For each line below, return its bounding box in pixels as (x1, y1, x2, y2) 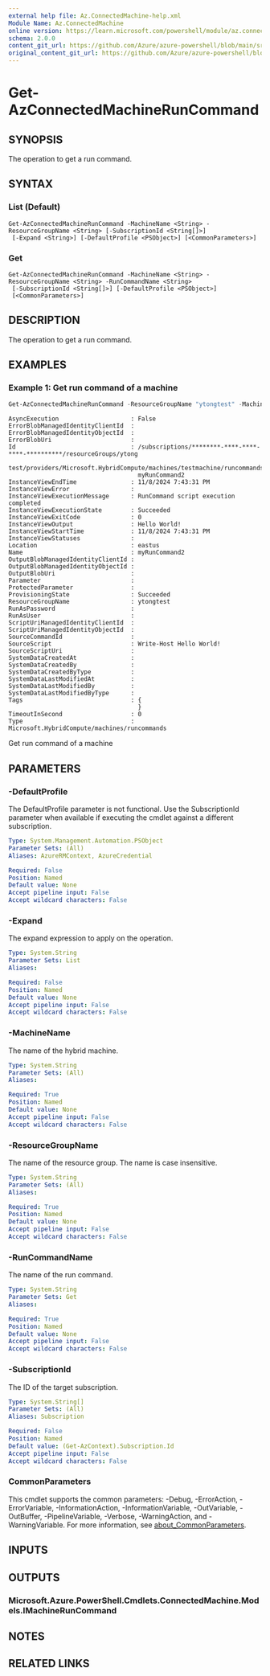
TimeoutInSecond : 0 (8, 711, 142, 719)
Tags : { (8, 696, 142, 704)
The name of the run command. (8, 1270, 113, 1280)
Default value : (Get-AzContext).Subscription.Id (8, 1442, 174, 1450)
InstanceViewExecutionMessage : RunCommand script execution (8, 492, 235, 501)
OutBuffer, (8, 1511, 43, 1521)
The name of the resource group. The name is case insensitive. (8, 1158, 218, 1167)
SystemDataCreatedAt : (8, 654, 135, 662)
